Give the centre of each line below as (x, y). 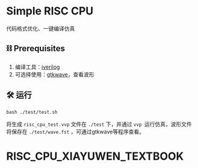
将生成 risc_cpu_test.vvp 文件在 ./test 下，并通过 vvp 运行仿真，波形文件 (99, 124)
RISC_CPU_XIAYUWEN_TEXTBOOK (95, 156)
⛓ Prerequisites (36, 48)
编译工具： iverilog (37, 67)
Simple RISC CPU (50, 11)
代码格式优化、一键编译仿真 (41, 28)
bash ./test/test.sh (32, 112)
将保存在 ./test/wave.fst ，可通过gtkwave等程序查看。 (75, 131)
